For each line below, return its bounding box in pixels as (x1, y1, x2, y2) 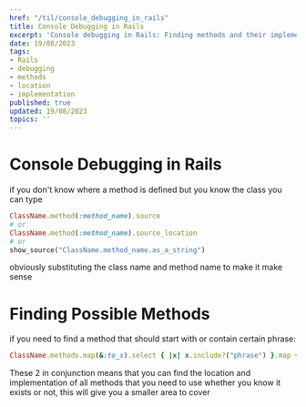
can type (9, 194, 43, 205)
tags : (9, 47, 30, 56)
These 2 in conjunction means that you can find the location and (9, 368, 251, 379)
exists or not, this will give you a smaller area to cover (9, 387, 211, 398)
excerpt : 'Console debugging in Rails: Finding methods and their (9, 30, 267, 39)
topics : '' (9, 115, 51, 124)
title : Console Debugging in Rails (9, 22, 145, 31)
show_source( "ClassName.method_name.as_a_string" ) (9, 245, 206, 255)
